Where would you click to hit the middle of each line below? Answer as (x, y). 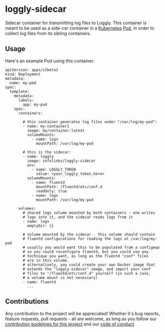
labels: (26, 100)
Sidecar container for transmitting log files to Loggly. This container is (76, 23)
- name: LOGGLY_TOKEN (54, 169)
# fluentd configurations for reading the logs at (76, 238)
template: (19, 92)
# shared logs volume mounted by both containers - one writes (89, 213)
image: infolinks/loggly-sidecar (61, 161)
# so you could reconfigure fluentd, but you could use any (86, 252)
